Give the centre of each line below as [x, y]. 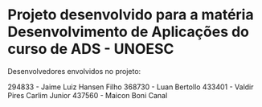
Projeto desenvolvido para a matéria [131, 15]
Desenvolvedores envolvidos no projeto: [74, 71]
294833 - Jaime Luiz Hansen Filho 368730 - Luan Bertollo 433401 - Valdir [131, 87]
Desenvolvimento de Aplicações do [129, 32]
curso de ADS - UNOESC [91, 49]
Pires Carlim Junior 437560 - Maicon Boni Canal [88, 95]
